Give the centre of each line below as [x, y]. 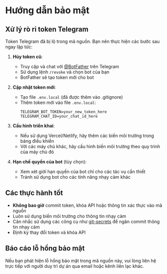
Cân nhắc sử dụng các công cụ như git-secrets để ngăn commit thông [86, 222]
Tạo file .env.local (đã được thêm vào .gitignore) [72, 97]
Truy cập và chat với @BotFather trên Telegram [70, 66]
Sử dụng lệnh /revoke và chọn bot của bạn [65, 72]
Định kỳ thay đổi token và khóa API [49, 232]
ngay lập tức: [19, 47]
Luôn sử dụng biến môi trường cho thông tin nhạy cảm [69, 216]
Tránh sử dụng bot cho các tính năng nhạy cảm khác [75, 177]
